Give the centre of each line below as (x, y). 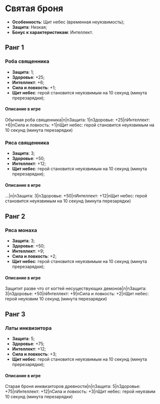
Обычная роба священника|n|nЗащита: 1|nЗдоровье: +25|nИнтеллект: (78, 120)
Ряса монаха (21, 230)
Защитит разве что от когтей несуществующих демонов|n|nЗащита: (76, 289)
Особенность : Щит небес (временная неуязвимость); (68, 22)
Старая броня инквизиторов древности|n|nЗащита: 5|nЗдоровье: (73, 386)
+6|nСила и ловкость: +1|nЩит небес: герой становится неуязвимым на (80, 125)
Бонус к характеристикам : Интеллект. (52, 32)
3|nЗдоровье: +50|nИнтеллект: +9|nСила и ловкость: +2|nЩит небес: (77, 294)
